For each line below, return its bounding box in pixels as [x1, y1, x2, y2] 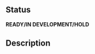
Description [5, 38, 51, 49]
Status [5, 5, 31, 15]
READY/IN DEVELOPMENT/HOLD [5, 20, 90, 28]
